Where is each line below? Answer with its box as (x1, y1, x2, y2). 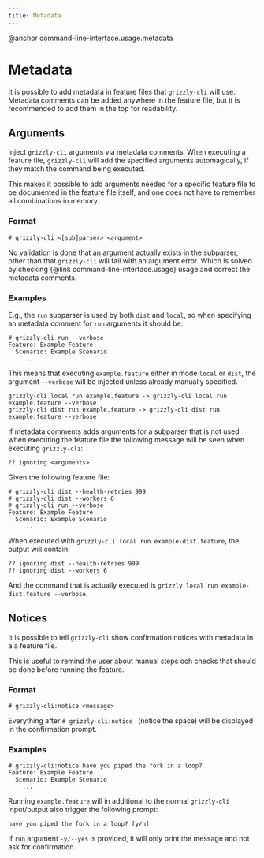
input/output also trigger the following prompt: (8, 805, 158, 815)
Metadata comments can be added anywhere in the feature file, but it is (8, 95, 240, 105)
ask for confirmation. (8, 842, 76, 852)
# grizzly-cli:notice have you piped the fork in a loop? (8, 762, 203, 770)
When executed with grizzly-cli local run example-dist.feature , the (8, 535, 240, 545)
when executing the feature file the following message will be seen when (8, 435, 245, 444)
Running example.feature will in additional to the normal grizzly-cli (8, 796, 230, 806)
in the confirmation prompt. (8, 725, 97, 734)
